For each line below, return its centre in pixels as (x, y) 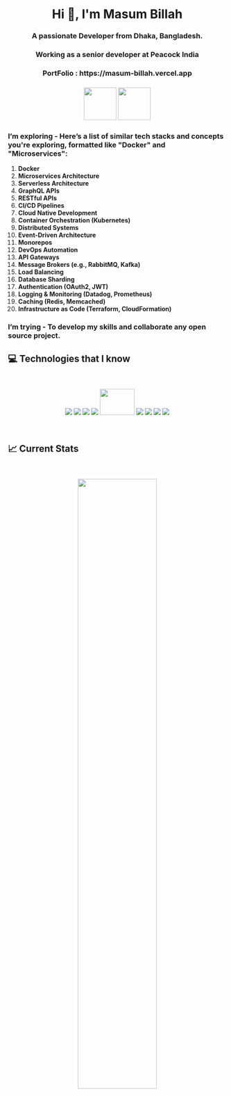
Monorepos (35, 243)
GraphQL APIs (38, 191)
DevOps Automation (48, 250)
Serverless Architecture (53, 183)
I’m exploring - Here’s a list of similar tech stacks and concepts (116, 136)
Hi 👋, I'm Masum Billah (117, 14)
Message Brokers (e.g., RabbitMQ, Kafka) (79, 265)
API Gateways (38, 257)
